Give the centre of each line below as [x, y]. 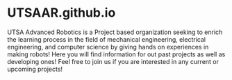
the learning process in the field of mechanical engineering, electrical [107, 39]
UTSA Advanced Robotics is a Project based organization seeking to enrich [115, 32]
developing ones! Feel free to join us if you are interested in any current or [113, 61]
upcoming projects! [35, 69]
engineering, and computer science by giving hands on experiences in [108, 47]
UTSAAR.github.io [61, 13]
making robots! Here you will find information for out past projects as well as [116, 54]
